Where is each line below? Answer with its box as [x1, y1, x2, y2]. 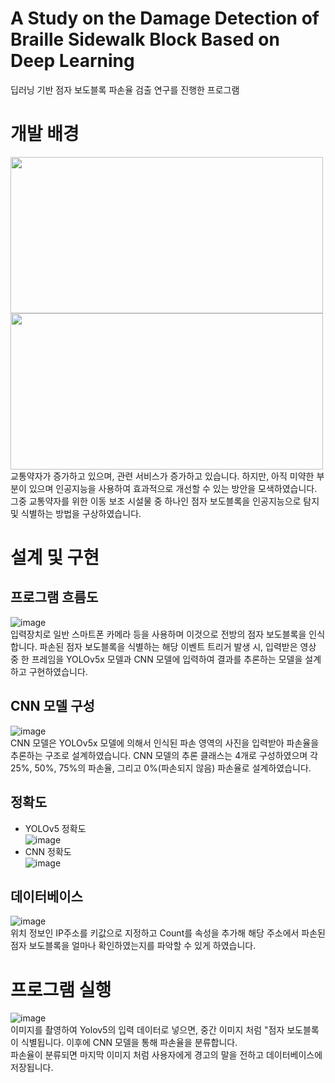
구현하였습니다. [28, 665, 88, 677]
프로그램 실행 [10, 978, 112, 1001]
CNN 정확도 [24, 845, 72, 857]
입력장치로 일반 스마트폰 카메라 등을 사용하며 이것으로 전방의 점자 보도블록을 [10, 628, 307, 640]
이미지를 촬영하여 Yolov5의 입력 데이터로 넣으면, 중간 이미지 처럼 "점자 [10, 1024, 285, 1036]
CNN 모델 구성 [10, 698, 95, 715]
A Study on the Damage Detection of [10, 7, 320, 30]
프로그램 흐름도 [10, 589, 99, 606]
